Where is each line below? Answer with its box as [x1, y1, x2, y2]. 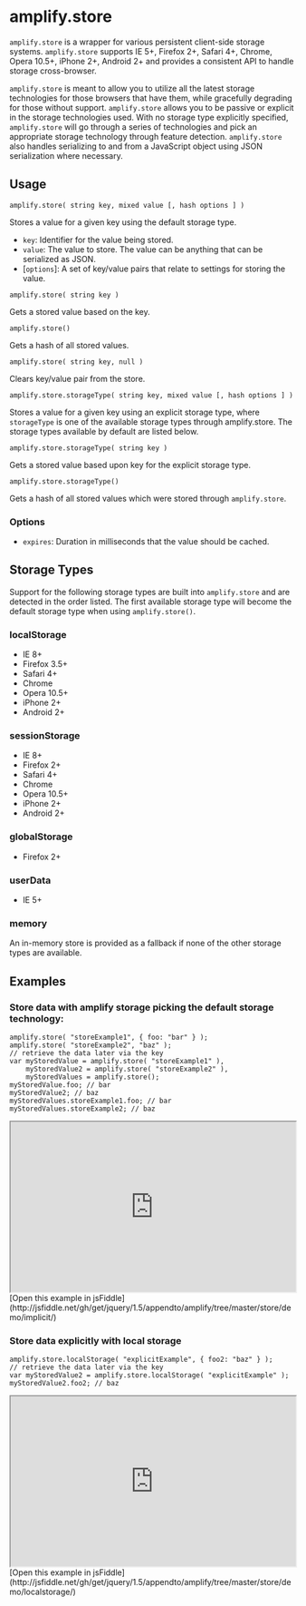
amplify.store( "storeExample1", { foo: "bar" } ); [9, 1033, 208, 1043]
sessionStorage [9, 730, 81, 742]
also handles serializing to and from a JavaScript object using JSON [9, 141, 263, 152]
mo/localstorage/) [9, 1586, 77, 1598]
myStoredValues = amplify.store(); [25, 1072, 160, 1082]
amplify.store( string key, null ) [9, 357, 144, 367]
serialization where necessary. [9, 150, 124, 161]
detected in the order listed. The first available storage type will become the [9, 596, 292, 607]
